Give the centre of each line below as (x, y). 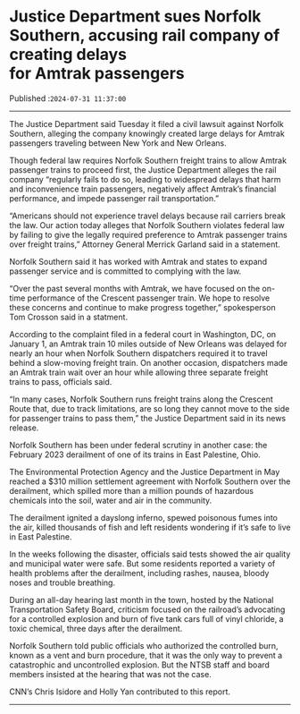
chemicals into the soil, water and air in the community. (111, 500)
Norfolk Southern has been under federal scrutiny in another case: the (138, 445)
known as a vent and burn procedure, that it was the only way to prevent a (146, 655)
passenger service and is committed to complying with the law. (125, 271)
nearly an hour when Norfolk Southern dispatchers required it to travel (138, 353)
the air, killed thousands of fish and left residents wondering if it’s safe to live (150, 527)
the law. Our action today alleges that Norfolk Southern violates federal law (147, 225)
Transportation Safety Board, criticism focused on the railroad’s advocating (147, 609)
